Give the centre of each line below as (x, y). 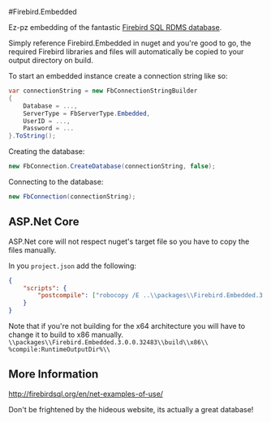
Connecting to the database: (56, 182)
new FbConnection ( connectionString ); (72, 197)
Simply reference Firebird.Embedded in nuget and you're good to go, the (130, 43)
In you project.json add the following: (72, 266)
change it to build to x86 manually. (66, 335)
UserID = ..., (47, 121)
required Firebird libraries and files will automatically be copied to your (126, 51)
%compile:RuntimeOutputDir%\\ (60, 350)
